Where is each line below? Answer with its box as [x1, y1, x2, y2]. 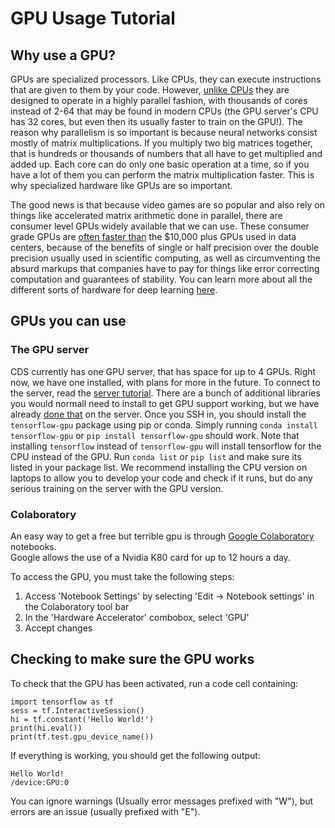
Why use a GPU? [10, 47, 117, 64]
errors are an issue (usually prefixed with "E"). [10, 805, 201, 817]
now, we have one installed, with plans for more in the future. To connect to [10, 376, 321, 388]
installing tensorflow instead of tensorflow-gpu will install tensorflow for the [10, 440, 322, 452]
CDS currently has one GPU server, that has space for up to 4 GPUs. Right [10, 365, 317, 377]
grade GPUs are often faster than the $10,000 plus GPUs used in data [10, 231, 297, 242]
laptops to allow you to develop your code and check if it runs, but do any [10, 472, 313, 484]
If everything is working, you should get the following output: [10, 749, 261, 761]
